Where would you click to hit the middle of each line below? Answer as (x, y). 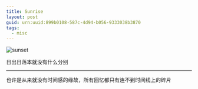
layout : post (22, 17)
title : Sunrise (25, 11)
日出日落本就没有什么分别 (37, 62)
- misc (19, 33)
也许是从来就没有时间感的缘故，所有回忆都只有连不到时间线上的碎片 (89, 80)
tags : (13, 28)
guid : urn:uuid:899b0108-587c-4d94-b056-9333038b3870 (74, 22)
